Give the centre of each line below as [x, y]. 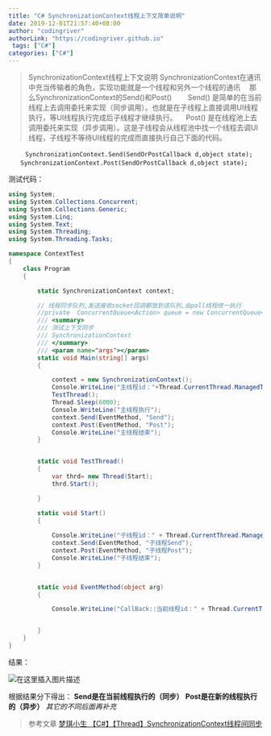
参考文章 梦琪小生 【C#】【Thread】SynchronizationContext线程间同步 [145, 723]
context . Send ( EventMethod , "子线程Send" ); [122, 543]
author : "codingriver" [46, 31]
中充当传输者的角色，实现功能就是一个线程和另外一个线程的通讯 [134, 87]
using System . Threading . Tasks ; [61, 239]
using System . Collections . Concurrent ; [73, 202]
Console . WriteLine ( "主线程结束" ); [106, 432]
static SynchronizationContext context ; [106, 291]
